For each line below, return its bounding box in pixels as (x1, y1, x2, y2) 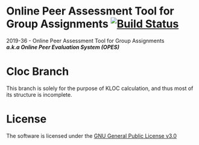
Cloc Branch (6, 65, 69, 79)
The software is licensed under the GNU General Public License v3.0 (6, 132, 177, 140)
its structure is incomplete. (6, 91, 72, 98)
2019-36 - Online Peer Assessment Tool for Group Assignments (6, 37, 165, 44)
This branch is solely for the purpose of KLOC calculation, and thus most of (6, 85, 194, 92)
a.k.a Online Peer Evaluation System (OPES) (6, 43, 119, 51)
